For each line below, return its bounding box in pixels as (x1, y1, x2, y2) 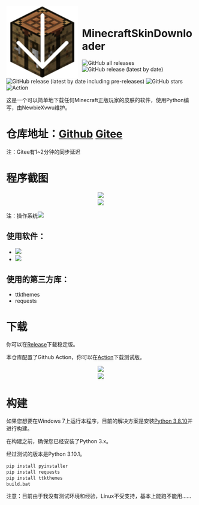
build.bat (6, 481, 31, 488)
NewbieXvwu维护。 (22, 104, 71, 111)
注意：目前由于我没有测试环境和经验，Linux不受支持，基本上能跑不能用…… (6, 492, 192, 500)
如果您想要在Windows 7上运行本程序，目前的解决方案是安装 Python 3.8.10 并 (6, 417, 193, 425)
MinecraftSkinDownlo (82, 27, 193, 40)
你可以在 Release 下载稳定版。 (6, 341, 79, 348)
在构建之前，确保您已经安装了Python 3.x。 (6, 438, 112, 445)
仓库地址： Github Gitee (6, 127, 123, 141)
